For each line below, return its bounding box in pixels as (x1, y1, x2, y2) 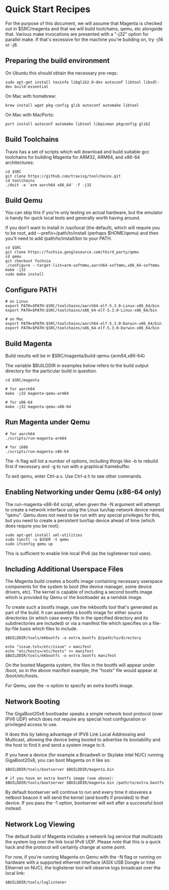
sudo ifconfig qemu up (5, 541, 53, 546)
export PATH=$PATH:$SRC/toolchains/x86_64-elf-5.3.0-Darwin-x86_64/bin (5, 325, 159, 331)
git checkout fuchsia (5, 259, 51, 264)
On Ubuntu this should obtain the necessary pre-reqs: (5, 70, 118, 76)
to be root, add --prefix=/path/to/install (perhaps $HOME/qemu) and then (5, 230, 158, 236)
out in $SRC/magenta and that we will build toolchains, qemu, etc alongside (5, 25, 163, 31)
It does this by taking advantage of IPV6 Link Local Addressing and (5, 731, 145, 737)
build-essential (14, 84, 49, 89)
